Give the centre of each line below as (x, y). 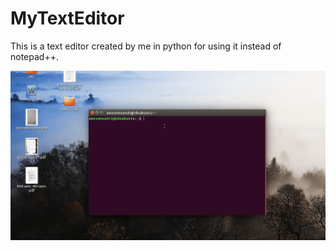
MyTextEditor (67, 18)
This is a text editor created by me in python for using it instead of (146, 46)
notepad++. (34, 56)
